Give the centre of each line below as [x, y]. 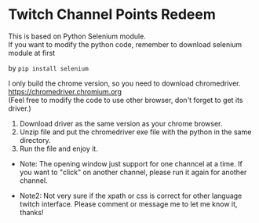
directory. [35, 140]
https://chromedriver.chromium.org [65, 91]
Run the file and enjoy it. [58, 148]
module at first [32, 53]
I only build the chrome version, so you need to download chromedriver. [124, 83]
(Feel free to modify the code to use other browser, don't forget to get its [126, 100]
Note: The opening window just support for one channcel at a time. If [131, 163]
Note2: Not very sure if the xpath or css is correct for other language [131, 196]
